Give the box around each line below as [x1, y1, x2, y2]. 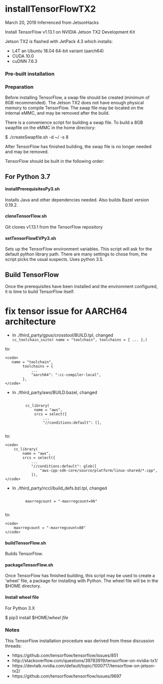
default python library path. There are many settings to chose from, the [5, 251, 147, 257]
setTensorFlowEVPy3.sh [5, 235, 56, 241]
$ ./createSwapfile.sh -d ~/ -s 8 [5, 134, 69, 140]
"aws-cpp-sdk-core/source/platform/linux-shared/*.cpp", [39, 468, 158, 473]
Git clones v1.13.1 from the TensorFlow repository [5, 224, 103, 230]
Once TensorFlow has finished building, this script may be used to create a [5, 573, 155, 579]
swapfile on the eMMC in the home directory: [5, 125, 96, 131]
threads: [5, 643, 22, 649]
